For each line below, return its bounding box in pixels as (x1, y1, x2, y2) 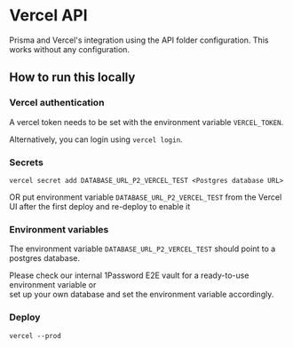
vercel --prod (9, 331, 62, 340)
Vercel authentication (9, 97, 105, 109)
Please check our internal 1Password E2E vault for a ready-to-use (9, 270, 249, 281)
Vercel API (9, 5, 88, 26)
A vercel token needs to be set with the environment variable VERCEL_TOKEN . (9, 116, 284, 127)
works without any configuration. (9, 43, 131, 54)
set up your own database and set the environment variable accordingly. (9, 289, 274, 300)
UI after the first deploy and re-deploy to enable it (9, 201, 191, 211)
